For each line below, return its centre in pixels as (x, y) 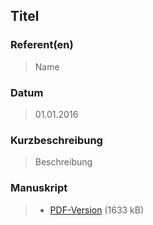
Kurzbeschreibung (56, 140)
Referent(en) (42, 45)
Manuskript (39, 188)
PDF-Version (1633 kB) (97, 210)
